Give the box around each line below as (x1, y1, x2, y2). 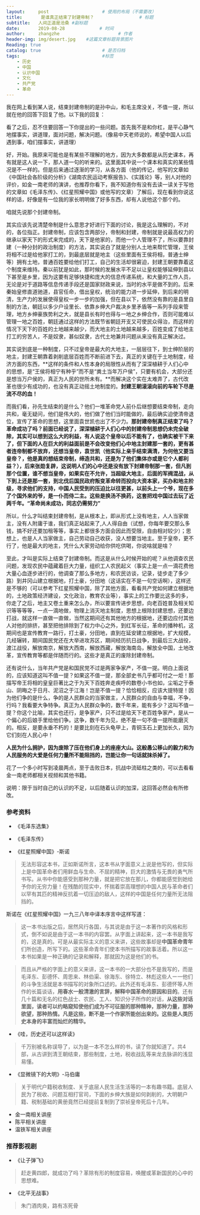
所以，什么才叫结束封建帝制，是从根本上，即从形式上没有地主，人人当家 (6, 512, 183, 519)
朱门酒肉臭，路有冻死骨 (20, 1202, 79, 1210)
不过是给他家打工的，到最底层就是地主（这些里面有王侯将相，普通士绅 (16, 251, 189, 258)
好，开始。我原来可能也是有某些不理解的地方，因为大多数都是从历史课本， (6, 151, 189, 158)
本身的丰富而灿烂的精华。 (26, 1018, 89, 1025)
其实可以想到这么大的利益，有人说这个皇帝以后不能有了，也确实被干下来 (16, 433, 194, 440)
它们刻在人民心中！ (6, 731, 54, 738)
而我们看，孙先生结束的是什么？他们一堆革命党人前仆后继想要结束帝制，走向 (6, 403, 194, 410)
